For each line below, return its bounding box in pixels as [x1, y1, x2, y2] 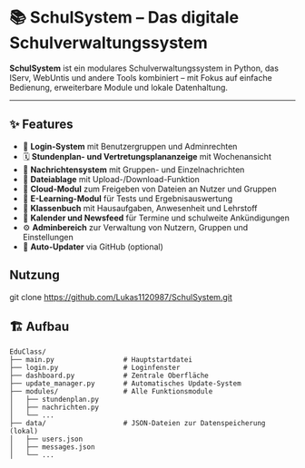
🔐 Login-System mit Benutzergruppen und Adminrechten [22, 141, 238, 151]
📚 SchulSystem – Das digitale [9, 7, 239, 28]
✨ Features [9, 117, 74, 132]
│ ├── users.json [9, 434, 84, 444]
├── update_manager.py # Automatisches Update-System [9, 379, 242, 388]
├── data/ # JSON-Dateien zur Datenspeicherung [9, 419, 266, 428]
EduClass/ [9, 347, 47, 356]
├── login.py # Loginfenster [9, 364, 181, 373]
